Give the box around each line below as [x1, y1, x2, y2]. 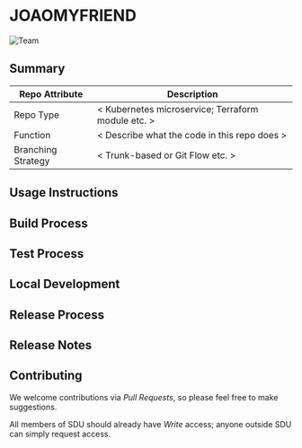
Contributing [9, 368, 83, 383]
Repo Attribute [19, 87, 84, 100]
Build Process [9, 215, 88, 231]
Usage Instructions [9, 185, 119, 200]
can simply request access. [9, 428, 111, 439]
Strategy [13, 154, 50, 167]
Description [166, 87, 218, 100]
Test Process [9, 246, 84, 261]
